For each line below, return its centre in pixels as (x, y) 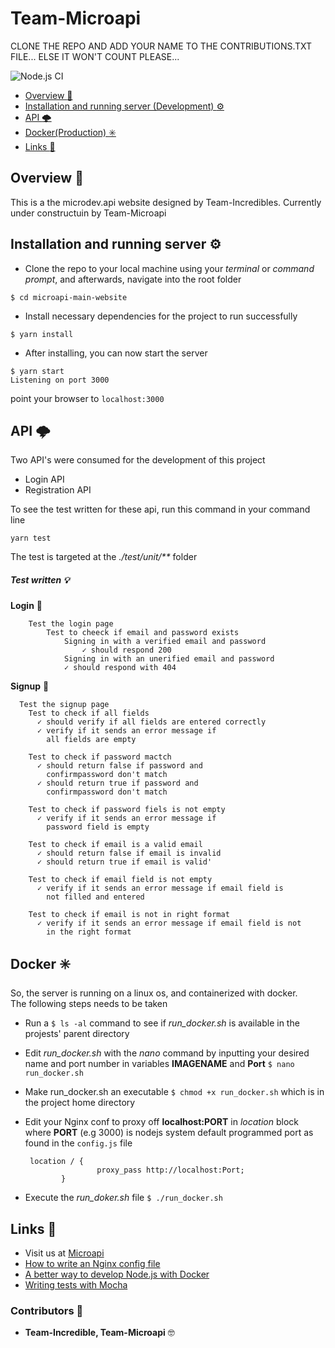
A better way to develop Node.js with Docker (117, 1274)
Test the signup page (64, 705)
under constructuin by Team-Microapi (88, 213)
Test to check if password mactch (100, 757)
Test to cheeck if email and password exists (143, 633)
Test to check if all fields (89, 713)
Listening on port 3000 (60, 380)
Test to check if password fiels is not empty (127, 810)
